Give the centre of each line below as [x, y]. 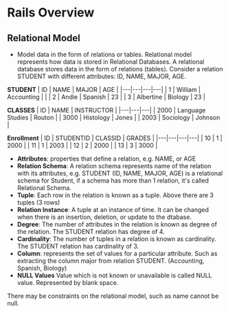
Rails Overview [51, 13]
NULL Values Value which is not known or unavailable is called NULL [114, 275]
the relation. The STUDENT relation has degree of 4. [91, 232]
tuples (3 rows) [38, 202]
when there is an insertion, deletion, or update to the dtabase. [104, 217]
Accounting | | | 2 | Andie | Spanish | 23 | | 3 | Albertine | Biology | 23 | [106, 97]
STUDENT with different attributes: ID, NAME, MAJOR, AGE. [102, 76]
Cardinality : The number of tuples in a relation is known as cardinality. [116, 239]
